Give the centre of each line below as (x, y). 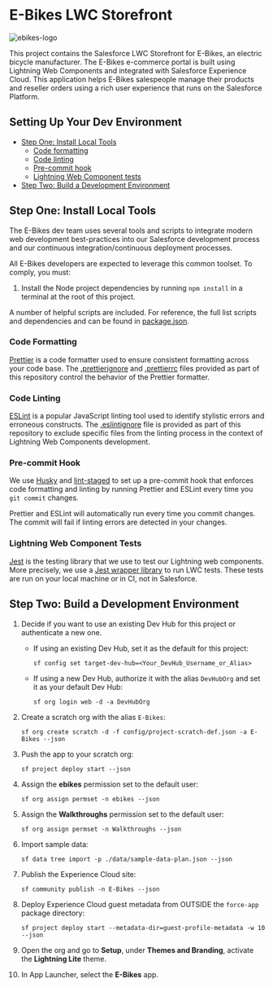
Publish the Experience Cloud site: (78, 874)
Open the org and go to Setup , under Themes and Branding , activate (137, 950)
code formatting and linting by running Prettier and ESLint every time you (131, 489)
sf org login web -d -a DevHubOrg (91, 702)
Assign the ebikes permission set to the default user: (109, 784)
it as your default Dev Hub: (78, 687)
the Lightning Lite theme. (64, 958)
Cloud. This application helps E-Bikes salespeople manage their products (132, 79)
